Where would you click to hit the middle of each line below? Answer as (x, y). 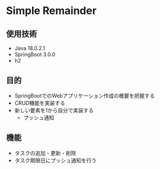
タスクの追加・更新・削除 (45, 153)
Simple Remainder (51, 11)
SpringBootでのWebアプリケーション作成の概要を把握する (85, 95)
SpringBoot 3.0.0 (35, 54)
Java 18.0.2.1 (30, 48)
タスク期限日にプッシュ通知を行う (55, 160)
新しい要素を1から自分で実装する (54, 110)
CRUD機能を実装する (40, 103)
